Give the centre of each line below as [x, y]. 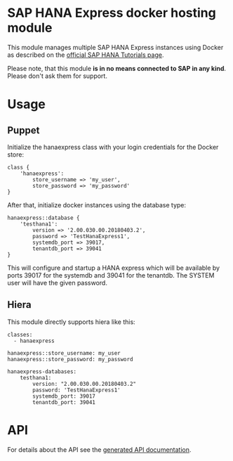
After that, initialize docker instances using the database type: [97, 204]
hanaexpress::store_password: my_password [70, 359]
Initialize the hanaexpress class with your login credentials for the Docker [113, 147]
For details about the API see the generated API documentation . [99, 449]
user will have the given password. [57, 283]
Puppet [24, 130]
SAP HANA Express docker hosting [112, 13]
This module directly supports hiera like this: [71, 322]
